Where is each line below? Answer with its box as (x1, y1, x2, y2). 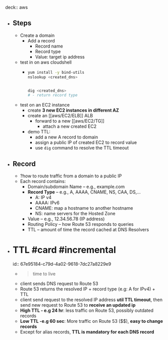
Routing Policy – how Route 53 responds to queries (27, 221, 134, 227)
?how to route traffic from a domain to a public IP (20, 173, 122, 179)
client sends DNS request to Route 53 (20, 280, 98, 287)
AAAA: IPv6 (35, 200, 60, 206)
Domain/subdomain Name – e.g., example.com (27, 184, 125, 190)
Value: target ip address (35, 54, 85, 60)
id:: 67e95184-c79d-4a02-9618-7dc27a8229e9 (12, 261, 111, 267)
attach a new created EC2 (42, 123, 97, 129)
